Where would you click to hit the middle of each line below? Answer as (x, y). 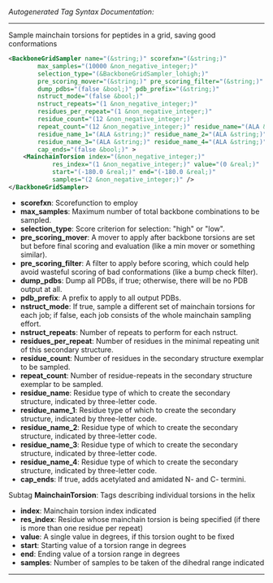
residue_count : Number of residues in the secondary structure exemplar (142, 358)
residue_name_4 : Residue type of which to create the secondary (129, 462)
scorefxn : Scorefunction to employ (79, 202)
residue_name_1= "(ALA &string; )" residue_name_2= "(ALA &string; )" (152, 134)
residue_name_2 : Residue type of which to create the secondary (129, 427)
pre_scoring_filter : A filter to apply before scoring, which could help (134, 263)
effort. (30, 324)
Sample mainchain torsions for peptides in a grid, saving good (112, 35)
